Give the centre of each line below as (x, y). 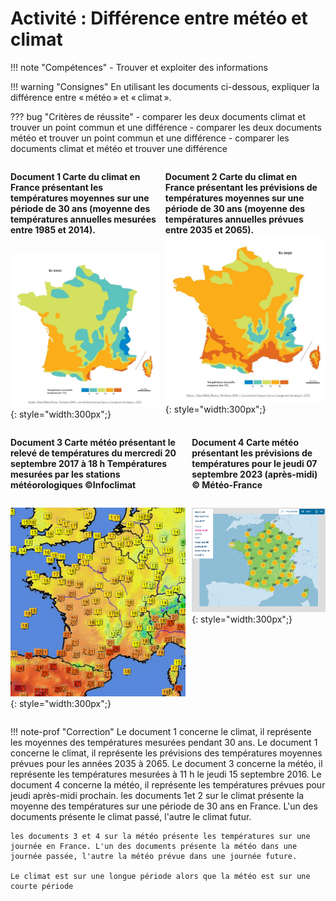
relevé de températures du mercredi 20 (93, 453)
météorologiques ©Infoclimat (73, 485)
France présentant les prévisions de (241, 187)
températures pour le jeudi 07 (254, 464)
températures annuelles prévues (234, 219)
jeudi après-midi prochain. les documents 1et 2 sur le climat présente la (157, 795)
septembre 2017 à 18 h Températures (89, 464)
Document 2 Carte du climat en (231, 176)
